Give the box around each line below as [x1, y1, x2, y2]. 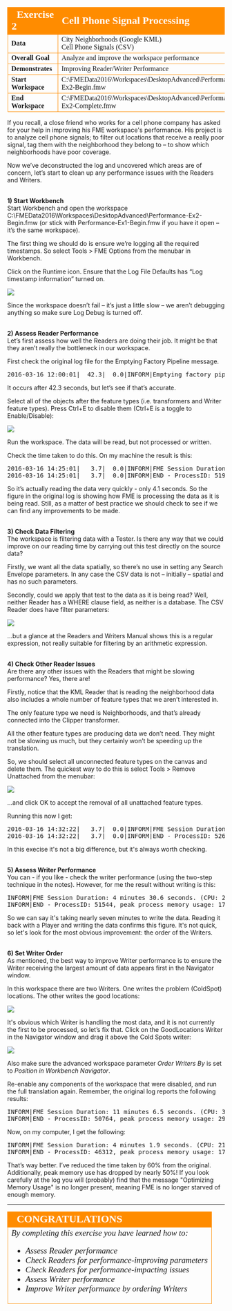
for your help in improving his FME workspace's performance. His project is [7, 126, 222, 134]
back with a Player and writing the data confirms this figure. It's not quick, [7, 921, 217, 929]
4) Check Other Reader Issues [7, 660, 95, 668]
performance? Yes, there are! [7, 675, 90, 682]
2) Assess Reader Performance [7, 329, 99, 337]
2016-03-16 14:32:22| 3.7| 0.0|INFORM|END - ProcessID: [7, 832, 212, 840]
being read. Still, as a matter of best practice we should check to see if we [7, 499, 218, 507]
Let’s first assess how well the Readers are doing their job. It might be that [7, 336, 217, 345]
